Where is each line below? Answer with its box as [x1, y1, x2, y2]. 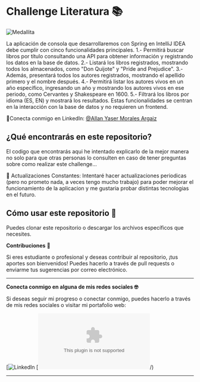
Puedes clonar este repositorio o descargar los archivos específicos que [6, 224, 184, 231]
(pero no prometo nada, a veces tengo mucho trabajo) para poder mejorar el [6, 178, 194, 185]
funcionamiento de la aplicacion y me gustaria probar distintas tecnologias [6, 184, 189, 192]
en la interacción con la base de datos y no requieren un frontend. [6, 103, 168, 110]
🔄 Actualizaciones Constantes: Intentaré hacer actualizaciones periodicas [6, 172, 187, 179]
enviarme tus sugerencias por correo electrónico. [6, 266, 128, 273]
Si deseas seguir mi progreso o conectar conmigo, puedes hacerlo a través [6, 295, 191, 302]
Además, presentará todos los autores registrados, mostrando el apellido [6, 71, 185, 79]
